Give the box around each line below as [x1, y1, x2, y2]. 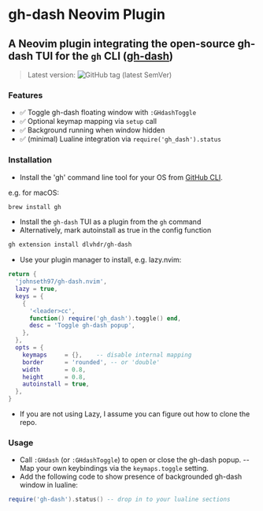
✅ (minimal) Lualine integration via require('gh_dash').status [19, 134, 222, 144]
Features [8, 89, 43, 100]
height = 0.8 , [22, 373, 87, 381]
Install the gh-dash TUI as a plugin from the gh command [19, 217, 202, 226]
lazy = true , [15, 285, 58, 293]
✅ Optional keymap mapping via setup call [19, 117, 157, 126]
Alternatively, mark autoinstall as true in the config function [19, 226, 212, 235]
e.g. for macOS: [8, 188, 59, 197]
